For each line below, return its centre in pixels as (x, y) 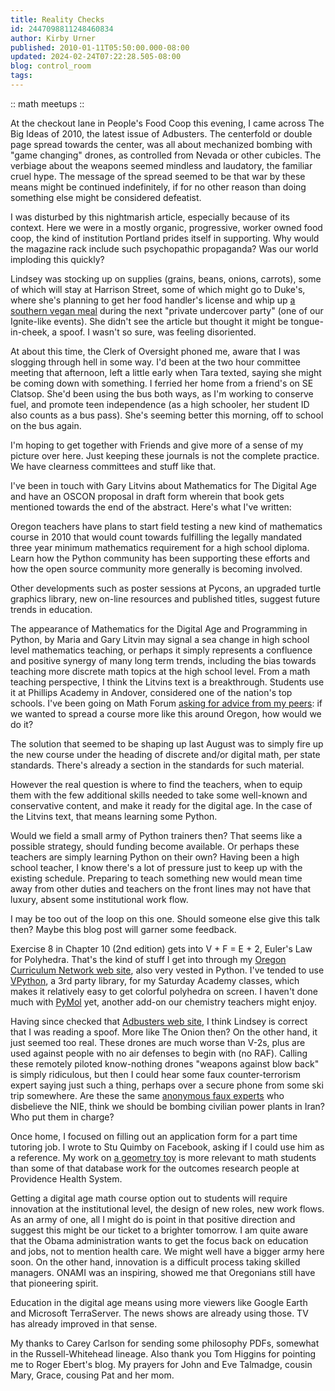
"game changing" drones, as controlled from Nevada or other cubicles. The (166, 155)
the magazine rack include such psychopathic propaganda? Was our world (164, 248)
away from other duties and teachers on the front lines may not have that (161, 888)
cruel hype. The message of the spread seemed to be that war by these (158, 176)
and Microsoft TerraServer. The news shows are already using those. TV (159, 1313)
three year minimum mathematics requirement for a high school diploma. (160, 547)
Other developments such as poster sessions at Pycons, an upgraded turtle (166, 588)
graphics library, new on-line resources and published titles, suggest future (165, 598)
